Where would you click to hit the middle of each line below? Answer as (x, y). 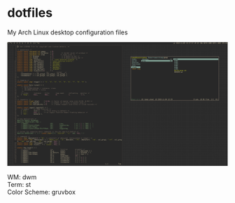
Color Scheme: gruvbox (41, 192)
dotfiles (30, 13)
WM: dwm (22, 177)
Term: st (19, 185)
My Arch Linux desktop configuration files (67, 32)
